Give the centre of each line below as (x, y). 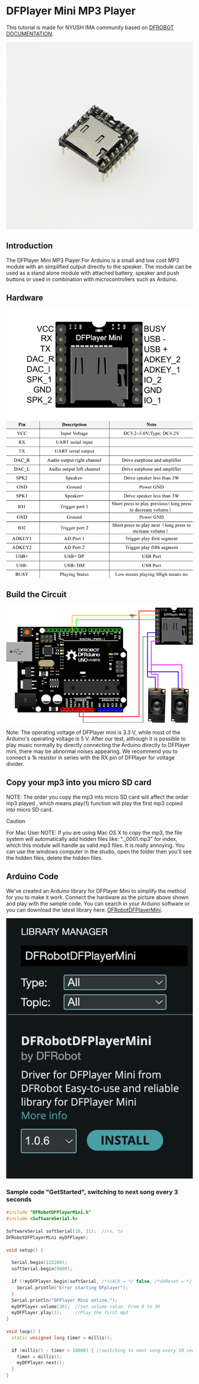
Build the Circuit (36, 595)
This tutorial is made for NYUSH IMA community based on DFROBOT (90, 27)
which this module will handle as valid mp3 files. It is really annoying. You (95, 845)
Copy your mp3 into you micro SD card (79, 783)
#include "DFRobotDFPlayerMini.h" (49, 1213)
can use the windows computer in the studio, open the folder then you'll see (99, 852)
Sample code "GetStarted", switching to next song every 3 (92, 1192)
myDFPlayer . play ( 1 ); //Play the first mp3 (70, 1313)
